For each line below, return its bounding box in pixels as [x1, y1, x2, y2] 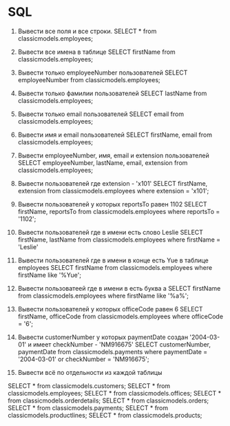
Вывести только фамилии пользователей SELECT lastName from [17, 89, 207, 97]
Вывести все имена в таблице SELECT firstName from [17, 48, 176, 56]
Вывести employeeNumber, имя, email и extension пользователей [17, 151, 209, 159]
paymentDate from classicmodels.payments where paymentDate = [17, 347, 208, 356]
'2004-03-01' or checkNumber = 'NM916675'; [17, 355, 149, 363]
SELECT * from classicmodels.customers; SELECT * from [8, 381, 171, 390]
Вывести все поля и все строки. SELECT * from [17, 27, 157, 35]
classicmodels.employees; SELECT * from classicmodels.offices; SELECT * [8, 389, 222, 397]
